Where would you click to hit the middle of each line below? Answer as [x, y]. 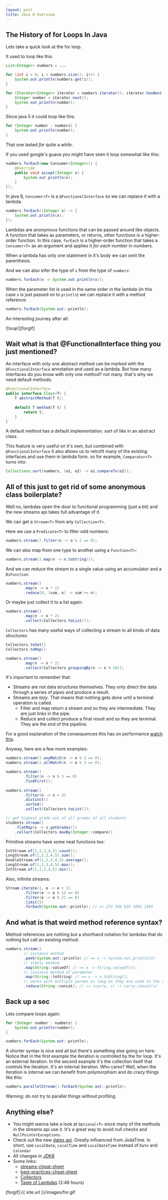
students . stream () [25, 823]
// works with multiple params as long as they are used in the [92, 982]
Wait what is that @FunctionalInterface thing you [83, 344]
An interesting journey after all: [37, 318]
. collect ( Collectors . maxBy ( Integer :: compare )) [64, 832]
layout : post [19, 10]
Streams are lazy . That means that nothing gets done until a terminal [83, 698]
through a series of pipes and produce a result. [61, 692]
